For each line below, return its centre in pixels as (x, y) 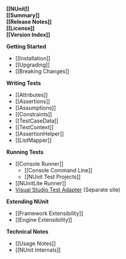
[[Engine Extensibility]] (44, 220)
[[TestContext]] (34, 127)
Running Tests (25, 152)
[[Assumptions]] (35, 108)
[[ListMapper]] (33, 140)
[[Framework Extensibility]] (49, 213)
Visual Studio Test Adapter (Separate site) (68, 190)
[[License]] (21, 28)
